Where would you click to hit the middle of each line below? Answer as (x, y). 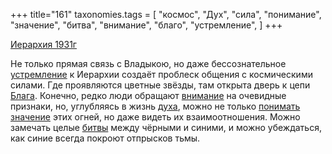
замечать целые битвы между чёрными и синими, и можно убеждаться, (166, 127)
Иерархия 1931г (43, 44)
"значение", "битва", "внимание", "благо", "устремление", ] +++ (146, 25)
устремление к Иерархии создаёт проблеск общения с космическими (161, 74)
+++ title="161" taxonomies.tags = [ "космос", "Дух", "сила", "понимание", (166, 14)
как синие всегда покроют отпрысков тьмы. (105, 138)
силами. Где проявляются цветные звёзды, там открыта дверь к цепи (160, 85)
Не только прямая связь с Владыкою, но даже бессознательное (148, 63)
